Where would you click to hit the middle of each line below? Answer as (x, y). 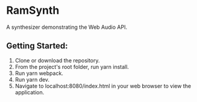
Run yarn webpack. (39, 73)
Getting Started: (37, 46)
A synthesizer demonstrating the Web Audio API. (67, 27)
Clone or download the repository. (58, 60)
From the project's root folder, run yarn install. (72, 67)
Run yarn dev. (32, 79)
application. (30, 92)
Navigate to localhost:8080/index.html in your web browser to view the (103, 86)
